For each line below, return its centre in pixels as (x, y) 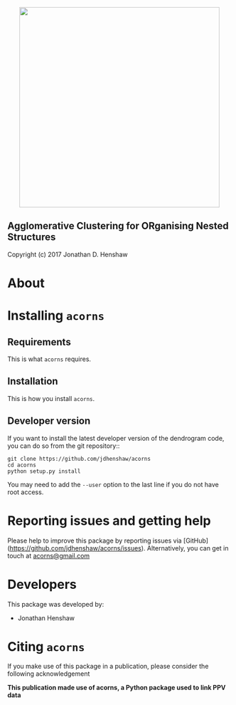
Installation (33, 381)
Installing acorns (56, 316)
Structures (32, 237)
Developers (42, 584)
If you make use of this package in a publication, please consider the (108, 667)
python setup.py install (44, 471)
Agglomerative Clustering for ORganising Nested (118, 226)
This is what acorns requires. (49, 359)
